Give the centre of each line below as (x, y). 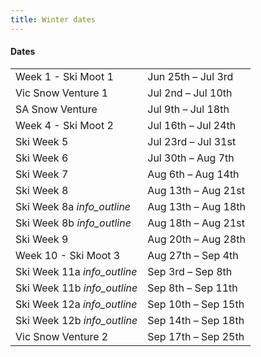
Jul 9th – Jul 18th (188, 109)
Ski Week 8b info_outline (73, 223)
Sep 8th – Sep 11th (192, 288)
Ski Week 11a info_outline (76, 271)
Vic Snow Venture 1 (62, 93)
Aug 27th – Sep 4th (193, 255)
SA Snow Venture (56, 109)
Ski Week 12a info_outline (76, 304)
